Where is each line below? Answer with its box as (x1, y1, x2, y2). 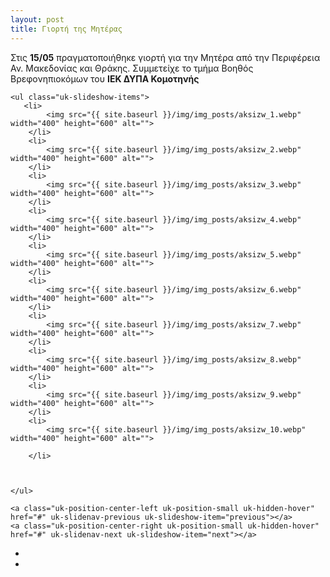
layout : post (10, 14, 65, 25)
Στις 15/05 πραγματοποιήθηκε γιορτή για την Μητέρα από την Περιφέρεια (10, 51, 321, 63)
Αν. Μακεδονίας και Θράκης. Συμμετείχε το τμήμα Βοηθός (10, 62, 254, 74)
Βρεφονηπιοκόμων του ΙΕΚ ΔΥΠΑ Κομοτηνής (10, 72, 200, 85)
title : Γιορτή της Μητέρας (10, 24, 123, 34)
